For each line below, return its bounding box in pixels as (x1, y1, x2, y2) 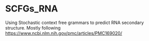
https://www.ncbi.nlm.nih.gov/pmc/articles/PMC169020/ (5, 30, 122, 36)
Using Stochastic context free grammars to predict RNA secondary (5, 19, 144, 25)
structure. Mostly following (5, 24, 61, 30)
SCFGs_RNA (5, 3, 58, 14)
